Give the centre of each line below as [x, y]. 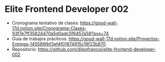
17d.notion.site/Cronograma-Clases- [49, 28]
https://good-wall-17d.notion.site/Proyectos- [114, 39]
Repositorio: [24, 49]
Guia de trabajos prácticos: [40, 39]
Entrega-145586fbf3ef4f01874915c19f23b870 [59, 44]
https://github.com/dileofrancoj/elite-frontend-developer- [97, 49]
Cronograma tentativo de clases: [45, 23]
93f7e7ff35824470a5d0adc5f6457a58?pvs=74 [60, 33]
